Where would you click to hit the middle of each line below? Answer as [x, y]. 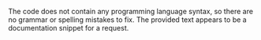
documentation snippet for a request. [69, 28]
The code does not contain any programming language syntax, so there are [131, 11]
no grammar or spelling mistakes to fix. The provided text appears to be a [127, 20]
